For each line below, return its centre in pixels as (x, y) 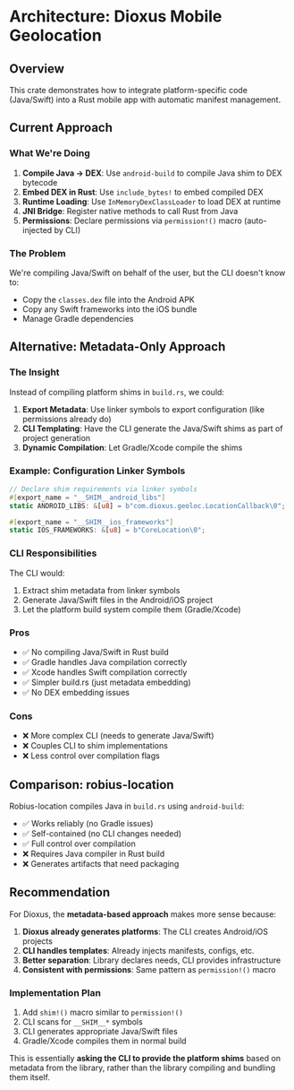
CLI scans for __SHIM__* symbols (82, 1022)
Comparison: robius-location (92, 785)
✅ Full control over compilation (79, 843)
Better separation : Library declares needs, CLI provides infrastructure (151, 960)
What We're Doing (50, 153)
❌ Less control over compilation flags (91, 756)
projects (38, 941)
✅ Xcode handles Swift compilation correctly (105, 672)
